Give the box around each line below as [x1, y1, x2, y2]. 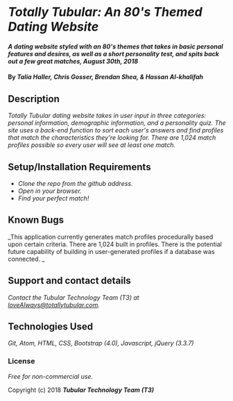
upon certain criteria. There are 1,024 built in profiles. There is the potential [8, 240, 223, 248]
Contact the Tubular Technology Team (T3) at [8, 293, 139, 302]
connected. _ [8, 255, 45, 263]
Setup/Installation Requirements [8, 161, 151, 173]
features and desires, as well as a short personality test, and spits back [8, 49, 219, 58]
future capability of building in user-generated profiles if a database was [8, 247, 215, 255]
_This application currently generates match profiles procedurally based [8, 232, 214, 241]
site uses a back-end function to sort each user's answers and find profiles [8, 126, 224, 135]
